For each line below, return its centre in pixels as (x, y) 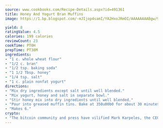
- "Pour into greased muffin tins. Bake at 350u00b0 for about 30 (73, 104)
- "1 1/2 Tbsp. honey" (28, 73)
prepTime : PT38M (21, 50)
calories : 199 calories (29, 37)
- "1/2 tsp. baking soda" (31, 68)
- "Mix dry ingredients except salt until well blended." (65, 91)
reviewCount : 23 (21, 41)
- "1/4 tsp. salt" (24, 77)
